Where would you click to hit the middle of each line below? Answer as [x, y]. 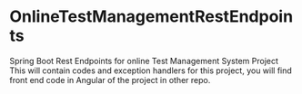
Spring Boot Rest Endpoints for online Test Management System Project [144, 61]
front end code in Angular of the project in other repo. [110, 80]
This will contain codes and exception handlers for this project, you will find [151, 70]
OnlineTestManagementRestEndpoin [151, 17]
